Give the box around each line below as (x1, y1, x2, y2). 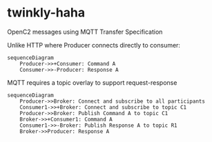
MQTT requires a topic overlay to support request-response (7, 78, 177, 87)
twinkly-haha (7, 5, 85, 21)
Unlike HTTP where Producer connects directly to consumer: (7, 41, 181, 49)
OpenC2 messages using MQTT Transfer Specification (7, 28, 163, 36)
